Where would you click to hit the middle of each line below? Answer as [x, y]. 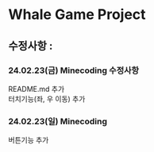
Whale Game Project [77, 15]
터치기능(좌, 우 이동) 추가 [47, 99]
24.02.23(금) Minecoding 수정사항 [74, 70]
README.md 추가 [37, 89]
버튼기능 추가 [29, 140]
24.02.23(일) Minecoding [58, 121]
